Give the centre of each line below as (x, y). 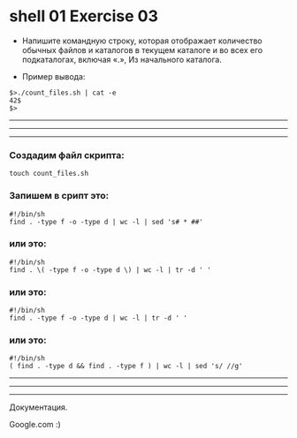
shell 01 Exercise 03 (84, 16)
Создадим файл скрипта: (67, 155)
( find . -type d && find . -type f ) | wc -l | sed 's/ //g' (126, 366)
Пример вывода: (53, 76)
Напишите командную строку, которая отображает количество (142, 41)
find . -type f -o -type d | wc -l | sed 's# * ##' (106, 222)
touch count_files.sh (49, 174)
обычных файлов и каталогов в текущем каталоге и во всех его (142, 49)
